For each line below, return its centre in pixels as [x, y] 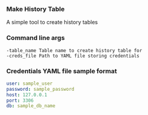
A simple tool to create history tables [52, 22]
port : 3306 [20, 100]
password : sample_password [40, 89]
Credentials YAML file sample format [62, 71]
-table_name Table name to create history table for [74, 50]
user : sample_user [29, 84]
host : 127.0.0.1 [27, 95]
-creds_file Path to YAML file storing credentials [73, 56]
